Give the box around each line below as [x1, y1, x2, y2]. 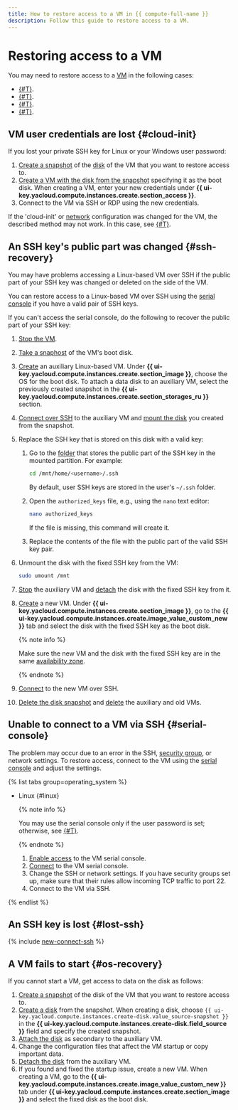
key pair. [28, 545, 55, 553]
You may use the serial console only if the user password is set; [18, 818, 205, 827]
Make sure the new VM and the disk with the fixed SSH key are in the [18, 649, 221, 658]
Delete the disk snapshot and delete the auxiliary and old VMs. [18, 698, 202, 706]
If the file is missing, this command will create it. [28, 523, 170, 532]
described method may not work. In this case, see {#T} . [8, 220, 171, 228]
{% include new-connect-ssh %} [8, 937, 105, 946]
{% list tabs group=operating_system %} [8, 777, 127, 786]
